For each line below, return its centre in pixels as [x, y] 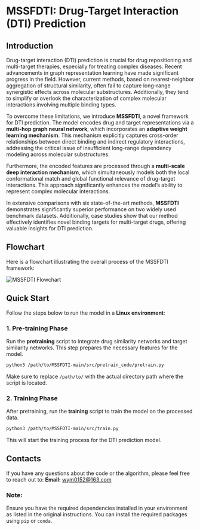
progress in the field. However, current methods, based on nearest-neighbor [100, 79]
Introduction [30, 46]
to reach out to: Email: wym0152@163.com [59, 479]
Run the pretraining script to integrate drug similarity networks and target [97, 341]
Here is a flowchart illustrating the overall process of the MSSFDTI [87, 261]
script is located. [27, 383]
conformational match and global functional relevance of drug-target [91, 179]
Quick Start [28, 298]
